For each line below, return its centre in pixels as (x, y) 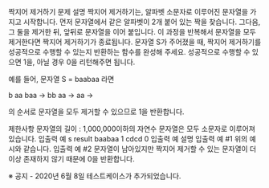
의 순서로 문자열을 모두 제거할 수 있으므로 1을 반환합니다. (96, 112)
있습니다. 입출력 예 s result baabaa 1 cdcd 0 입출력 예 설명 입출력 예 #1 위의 (128, 139)
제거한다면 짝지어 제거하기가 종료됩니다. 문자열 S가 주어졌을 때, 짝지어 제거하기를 (135, 42)
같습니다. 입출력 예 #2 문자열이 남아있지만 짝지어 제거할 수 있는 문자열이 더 (140, 149)
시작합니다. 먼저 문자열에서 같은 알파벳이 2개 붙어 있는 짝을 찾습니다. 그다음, (142, 22)
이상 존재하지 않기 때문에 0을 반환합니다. (71, 159)
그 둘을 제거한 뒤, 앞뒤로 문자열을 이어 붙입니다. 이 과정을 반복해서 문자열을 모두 (132, 32)
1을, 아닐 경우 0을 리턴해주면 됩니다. (79, 62)
